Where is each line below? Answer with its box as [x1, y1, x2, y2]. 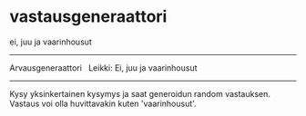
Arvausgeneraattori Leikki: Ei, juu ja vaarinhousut [9, 62, 198, 73]
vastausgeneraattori [9, 6, 168, 27]
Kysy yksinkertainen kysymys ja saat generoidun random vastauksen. [9, 88, 271, 99]
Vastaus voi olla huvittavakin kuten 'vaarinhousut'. [9, 98, 198, 109]
